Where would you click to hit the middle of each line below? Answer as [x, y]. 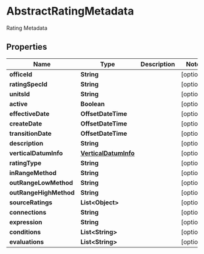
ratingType [25, 163]
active [19, 104]
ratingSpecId [28, 84]
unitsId [20, 94]
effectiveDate [29, 113]
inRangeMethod [33, 173]
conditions [25, 232]
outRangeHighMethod [42, 192]
